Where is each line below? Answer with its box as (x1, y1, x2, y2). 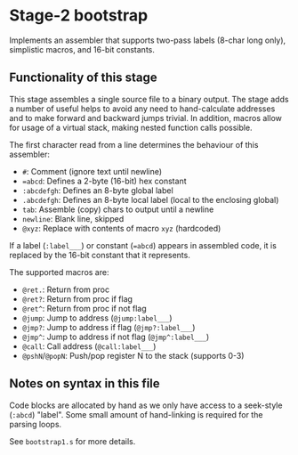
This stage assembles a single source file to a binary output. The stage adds (9, 93, 289, 104)
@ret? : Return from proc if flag (21, 293, 133, 304)
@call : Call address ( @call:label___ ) (21, 340, 157, 352)
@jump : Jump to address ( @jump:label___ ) (21, 313, 173, 323)
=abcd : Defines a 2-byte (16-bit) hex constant (21, 175, 187, 186)
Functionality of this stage (9, 70, 157, 85)
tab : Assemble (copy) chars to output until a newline (21, 204, 214, 215)
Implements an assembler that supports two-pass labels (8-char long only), (9, 35, 286, 45)
